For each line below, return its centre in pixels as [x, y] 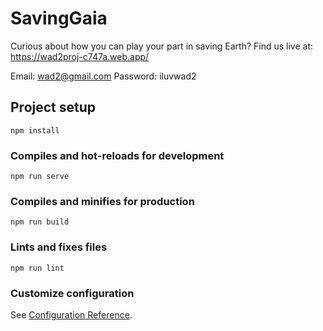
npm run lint [37, 268]
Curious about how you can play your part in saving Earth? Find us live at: [162, 46]
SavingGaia [59, 18]
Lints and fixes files [59, 247]
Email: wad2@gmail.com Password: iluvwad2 [103, 76]
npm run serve [40, 177]
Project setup [53, 107]
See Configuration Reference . [71, 314]
